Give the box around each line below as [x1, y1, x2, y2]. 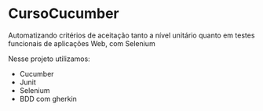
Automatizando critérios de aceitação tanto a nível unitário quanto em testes [8, 30, 255, 40]
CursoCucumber [8, 5, 119, 23]
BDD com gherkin [19, 94, 77, 103]
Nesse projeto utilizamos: [8, 54, 90, 63]
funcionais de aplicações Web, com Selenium [8, 38, 155, 48]
